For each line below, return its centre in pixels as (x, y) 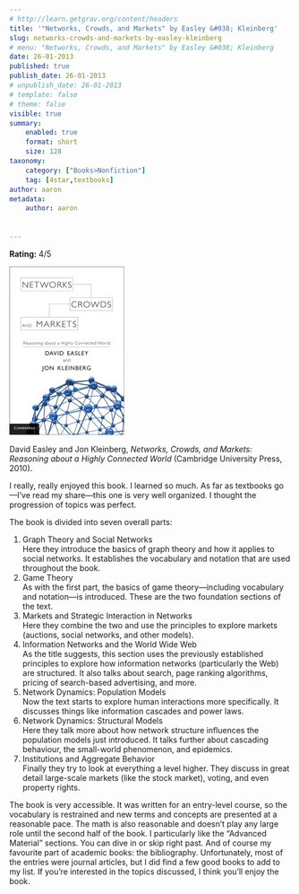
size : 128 (44, 152)
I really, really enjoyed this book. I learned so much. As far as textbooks (141, 486)
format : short (51, 142)
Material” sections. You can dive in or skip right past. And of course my (140, 843)
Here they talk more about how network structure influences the (141, 730)
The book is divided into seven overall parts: (91, 521)
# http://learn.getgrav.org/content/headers (94, 19)
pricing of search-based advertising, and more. (109, 682)
